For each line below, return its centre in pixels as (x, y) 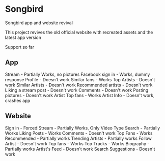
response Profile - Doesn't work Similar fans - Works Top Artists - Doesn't (80, 79)
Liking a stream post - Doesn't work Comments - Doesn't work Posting (77, 90)
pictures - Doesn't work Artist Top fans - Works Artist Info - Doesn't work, (80, 95)
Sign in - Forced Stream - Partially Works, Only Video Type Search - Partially (82, 128)
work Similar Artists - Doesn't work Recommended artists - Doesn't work (79, 85)
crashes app (18, 100)
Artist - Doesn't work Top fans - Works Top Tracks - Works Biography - (77, 143)
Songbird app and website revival (39, 23)
